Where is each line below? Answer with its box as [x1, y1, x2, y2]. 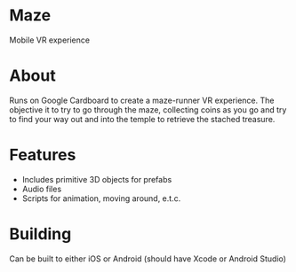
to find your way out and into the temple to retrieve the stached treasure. [9, 113, 276, 124]
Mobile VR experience [9, 35, 91, 45]
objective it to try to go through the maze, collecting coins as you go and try [9, 104, 287, 115]
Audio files [21, 183, 62, 194]
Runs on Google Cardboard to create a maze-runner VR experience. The [9, 95, 275, 105]
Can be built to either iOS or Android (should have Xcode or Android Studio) [9, 253, 287, 264]
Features [9, 145, 76, 165]
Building [9, 224, 72, 244]
